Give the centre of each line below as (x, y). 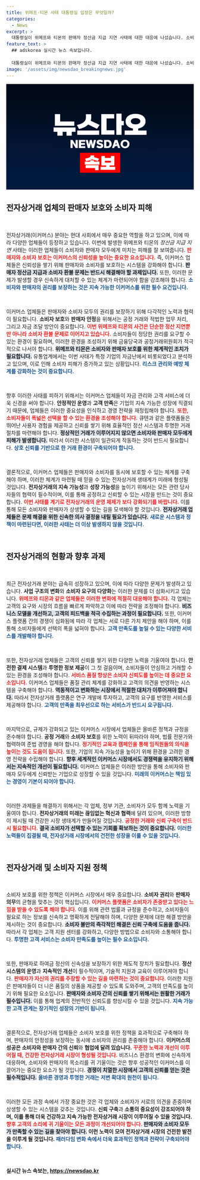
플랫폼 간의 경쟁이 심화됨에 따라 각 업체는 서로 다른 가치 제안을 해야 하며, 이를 (102, 620)
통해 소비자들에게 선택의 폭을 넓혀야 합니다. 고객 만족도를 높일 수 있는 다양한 (94, 628)
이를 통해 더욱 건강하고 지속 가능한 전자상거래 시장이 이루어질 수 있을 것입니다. (103, 1117)
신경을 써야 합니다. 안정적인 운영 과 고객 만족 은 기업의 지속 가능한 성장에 (95, 402)
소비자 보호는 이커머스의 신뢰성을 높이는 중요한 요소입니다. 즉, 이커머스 (103, 257)
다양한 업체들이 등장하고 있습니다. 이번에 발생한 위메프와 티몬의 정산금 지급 (99, 242)
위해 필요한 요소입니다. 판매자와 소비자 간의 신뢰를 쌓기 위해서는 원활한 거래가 (101, 994)
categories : (21, 19)
